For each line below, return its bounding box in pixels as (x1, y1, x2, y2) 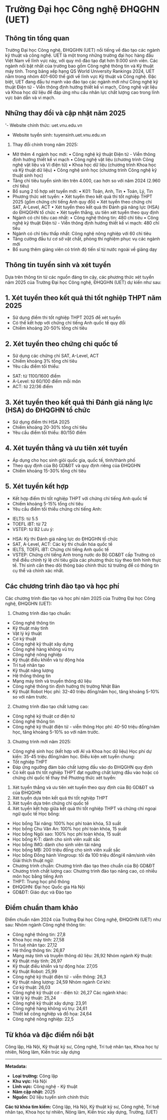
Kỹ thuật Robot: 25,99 (12, 969, 57, 975)
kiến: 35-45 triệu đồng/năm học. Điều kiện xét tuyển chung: (12, 753, 135, 759)
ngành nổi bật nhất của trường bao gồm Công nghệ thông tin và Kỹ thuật (5, 63, 154, 69)
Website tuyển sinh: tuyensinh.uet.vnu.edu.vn (12, 132, 106, 138)
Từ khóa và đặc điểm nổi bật (5, 1030, 94, 1039)
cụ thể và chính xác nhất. (12, 567, 65, 573)
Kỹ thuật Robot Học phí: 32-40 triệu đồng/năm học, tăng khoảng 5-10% (12, 688, 160, 695)
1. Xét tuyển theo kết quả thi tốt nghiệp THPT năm (5, 294, 162, 302)
